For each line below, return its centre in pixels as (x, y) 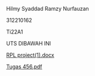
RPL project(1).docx (30, 55)
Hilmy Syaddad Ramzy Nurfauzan (48, 9)
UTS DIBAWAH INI (29, 43)
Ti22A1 (15, 32)
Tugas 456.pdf (24, 66)
